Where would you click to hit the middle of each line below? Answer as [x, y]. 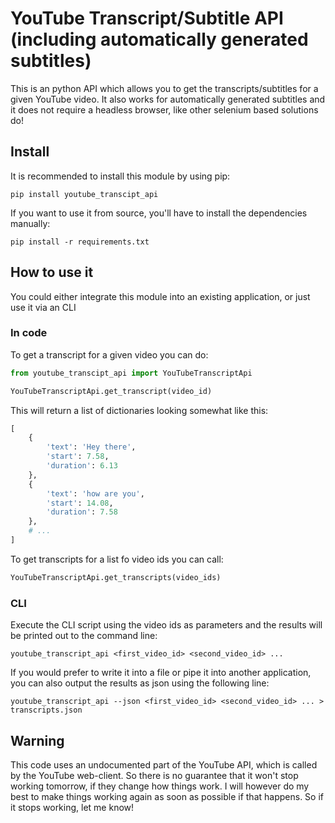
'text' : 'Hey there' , [91, 447]
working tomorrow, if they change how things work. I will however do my [160, 786]
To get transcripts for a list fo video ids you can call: [117, 559]
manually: [30, 223]
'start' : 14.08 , [80, 503]
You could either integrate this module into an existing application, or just [160, 296]
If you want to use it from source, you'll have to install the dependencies [159, 213]
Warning [37, 740]
